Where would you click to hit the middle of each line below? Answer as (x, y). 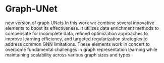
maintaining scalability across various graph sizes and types (68, 55)
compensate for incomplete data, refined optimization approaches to (77, 33)
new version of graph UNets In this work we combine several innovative (80, 23)
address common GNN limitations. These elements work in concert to (77, 44)
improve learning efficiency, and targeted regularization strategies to (76, 39)
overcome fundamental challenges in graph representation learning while (81, 49)
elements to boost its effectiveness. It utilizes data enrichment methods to (82, 28)
